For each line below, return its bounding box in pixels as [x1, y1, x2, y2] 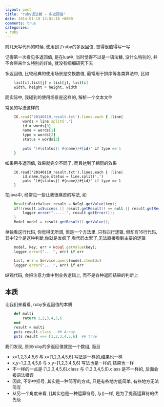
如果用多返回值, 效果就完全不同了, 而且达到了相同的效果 [5, 160, 117, 166]
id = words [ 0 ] [22, 123, 51, 128]
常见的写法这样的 [5, 104, 40, 110]
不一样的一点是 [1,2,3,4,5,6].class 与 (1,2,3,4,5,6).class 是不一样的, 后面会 [12, 366, 159, 372]
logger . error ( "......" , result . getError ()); [22, 211, 115, 215]
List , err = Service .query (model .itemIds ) [14, 258, 102, 263]
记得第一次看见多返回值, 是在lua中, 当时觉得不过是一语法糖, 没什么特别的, [5, 54, 152, 60]
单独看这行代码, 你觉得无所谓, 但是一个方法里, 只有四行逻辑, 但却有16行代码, [5, 229, 158, 234]
